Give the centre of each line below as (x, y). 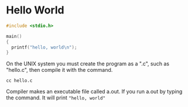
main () (14, 36)
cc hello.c (19, 81)
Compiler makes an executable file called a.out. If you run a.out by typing (94, 92)
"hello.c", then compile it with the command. (59, 70)
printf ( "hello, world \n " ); (44, 47)
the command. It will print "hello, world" (56, 98)
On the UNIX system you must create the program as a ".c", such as (88, 64)
